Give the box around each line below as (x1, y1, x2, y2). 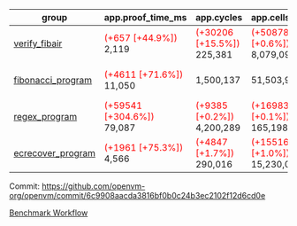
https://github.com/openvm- (42, 181, 146, 191)
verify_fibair (13, 37, 63, 50)
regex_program (13, 111, 78, 122)
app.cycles (195, 12, 243, 23)
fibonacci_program (13, 74, 93, 86)
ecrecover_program (13, 147, 95, 159)
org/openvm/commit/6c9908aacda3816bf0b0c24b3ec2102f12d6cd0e (9, 191, 266, 200)
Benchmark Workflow (9, 207, 88, 218)
